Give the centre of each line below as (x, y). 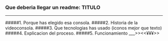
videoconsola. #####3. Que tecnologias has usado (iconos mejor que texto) (84, 28)
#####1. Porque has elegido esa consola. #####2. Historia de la (71, 23)
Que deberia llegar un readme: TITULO (53, 7)
